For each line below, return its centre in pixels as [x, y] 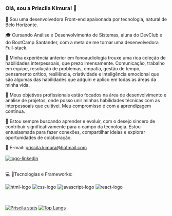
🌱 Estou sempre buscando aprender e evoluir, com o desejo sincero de [80, 121]
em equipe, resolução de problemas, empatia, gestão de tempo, [73, 69]
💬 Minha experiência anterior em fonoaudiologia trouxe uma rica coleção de [85, 58]
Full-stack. [16, 48]
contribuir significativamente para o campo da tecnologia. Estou [73, 127]
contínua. [15, 111]
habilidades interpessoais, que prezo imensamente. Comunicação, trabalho [85, 63]
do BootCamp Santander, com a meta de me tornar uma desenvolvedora [82, 43]
